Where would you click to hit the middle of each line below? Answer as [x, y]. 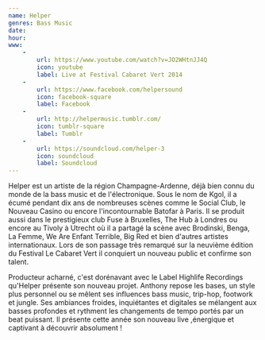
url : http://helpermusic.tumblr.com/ [99, 119]
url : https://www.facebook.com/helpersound [109, 89]
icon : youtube [60, 68]
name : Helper [30, 15]
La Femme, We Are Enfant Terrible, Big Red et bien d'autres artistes [118, 237]
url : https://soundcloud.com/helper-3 [101, 149]
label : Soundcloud [67, 164]
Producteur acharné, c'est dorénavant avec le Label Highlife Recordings [126, 277]
